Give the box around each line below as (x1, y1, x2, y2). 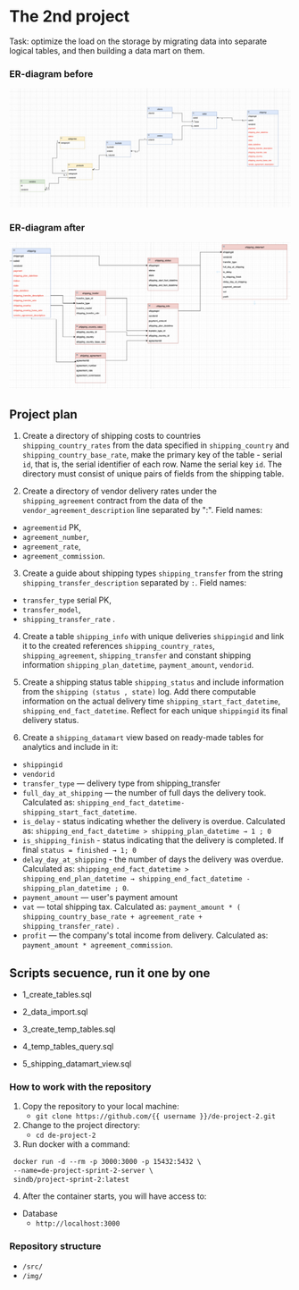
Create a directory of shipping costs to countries (21, 431, 201, 442)
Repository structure (9, 1240, 102, 1252)
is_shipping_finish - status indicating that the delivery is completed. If (21, 835, 284, 846)
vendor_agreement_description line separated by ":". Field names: (21, 505, 263, 516)
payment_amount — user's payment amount (21, 892, 179, 903)
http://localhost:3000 (35, 1219, 120, 1228)
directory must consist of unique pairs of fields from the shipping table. (21, 468, 285, 479)
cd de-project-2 (35, 1131, 96, 1141)
